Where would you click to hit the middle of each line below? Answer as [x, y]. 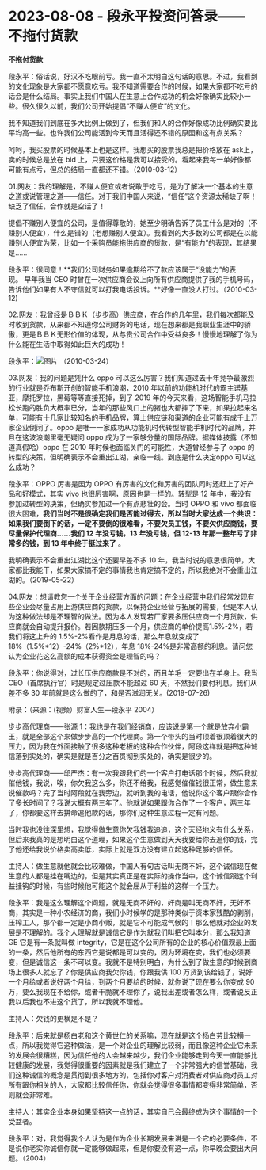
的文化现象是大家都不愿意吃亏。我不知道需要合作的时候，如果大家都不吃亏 [129, 86]
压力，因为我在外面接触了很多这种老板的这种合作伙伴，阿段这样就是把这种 [129, 746]
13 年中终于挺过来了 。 [88, 543]
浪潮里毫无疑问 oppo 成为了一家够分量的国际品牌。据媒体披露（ [139, 437]
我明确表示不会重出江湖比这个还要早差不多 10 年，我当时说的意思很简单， [128, 560]
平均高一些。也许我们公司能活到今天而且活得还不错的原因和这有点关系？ [126, 132]
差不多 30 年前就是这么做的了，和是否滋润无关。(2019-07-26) [109, 692]
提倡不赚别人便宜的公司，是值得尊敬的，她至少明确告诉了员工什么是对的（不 [133, 223]
